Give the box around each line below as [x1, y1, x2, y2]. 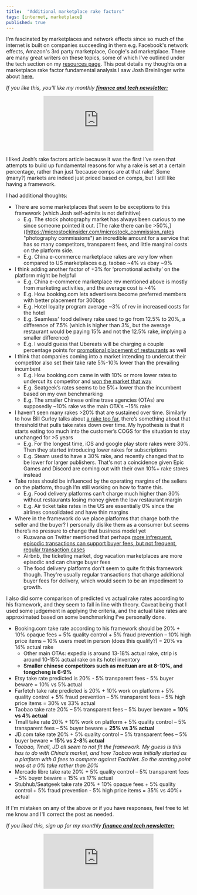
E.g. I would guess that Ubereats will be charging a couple [23, 341, 164, 348]
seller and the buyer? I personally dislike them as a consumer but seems [14, 521, 189, 528]
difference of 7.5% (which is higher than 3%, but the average [23, 322, 171, 329]
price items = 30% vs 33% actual [14, 700, 96, 707]
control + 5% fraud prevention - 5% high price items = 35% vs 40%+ [14, 787, 183, 794]
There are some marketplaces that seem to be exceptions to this [14, 204, 171, 211]
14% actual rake [14, 643, 54, 651]
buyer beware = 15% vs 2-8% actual [14, 737, 104, 744]
